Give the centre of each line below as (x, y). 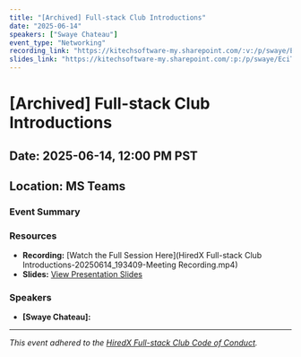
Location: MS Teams (68, 186)
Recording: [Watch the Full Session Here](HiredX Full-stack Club (142, 256)
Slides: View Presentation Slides (82, 274)
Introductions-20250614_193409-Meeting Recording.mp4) (130, 265)
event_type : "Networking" (57, 43)
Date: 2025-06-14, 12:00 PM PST (104, 156)
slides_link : (34, 59)
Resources (33, 236)
